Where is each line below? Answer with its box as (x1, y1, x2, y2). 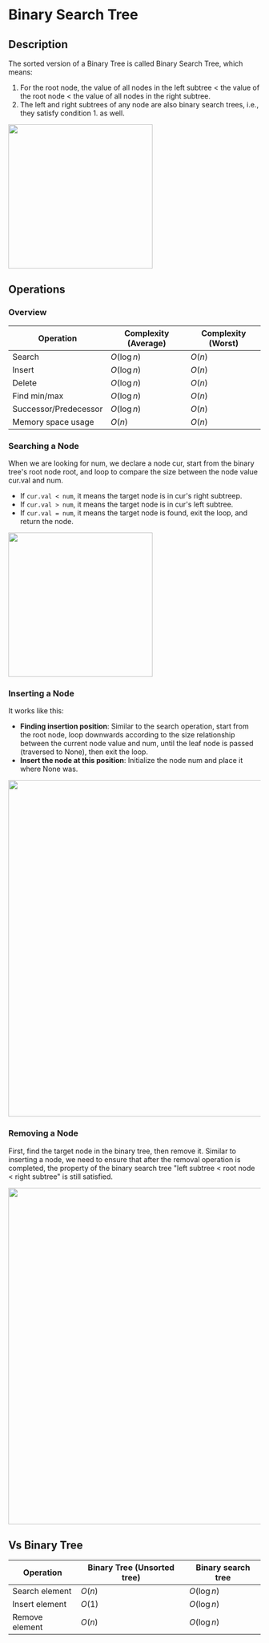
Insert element (12, 1599, 66, 1610)
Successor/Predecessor (12, 403, 103, 414)
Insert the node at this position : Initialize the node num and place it (19, 756, 243, 765)
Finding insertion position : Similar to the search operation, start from (19, 721, 250, 731)
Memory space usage (12, 416, 94, 427)
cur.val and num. (8, 475, 64, 485)
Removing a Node (8, 1128, 78, 1139)
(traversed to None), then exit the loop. (19, 747, 148, 757)
